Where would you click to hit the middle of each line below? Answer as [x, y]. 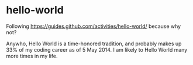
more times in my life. [32, 56]
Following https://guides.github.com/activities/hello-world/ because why [94, 26]
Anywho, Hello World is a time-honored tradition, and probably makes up [94, 44]
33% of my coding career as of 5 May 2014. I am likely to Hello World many [97, 49]
